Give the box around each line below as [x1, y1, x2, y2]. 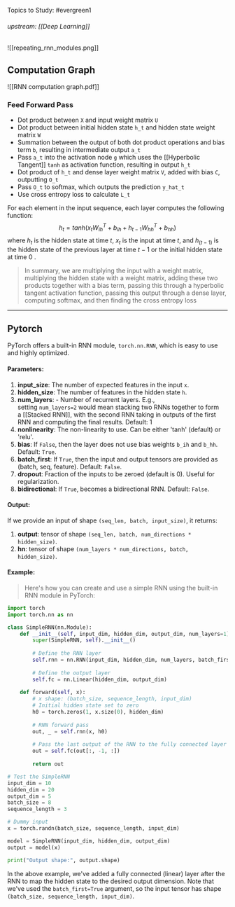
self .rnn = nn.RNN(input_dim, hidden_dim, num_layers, [32, 656, 196, 664]
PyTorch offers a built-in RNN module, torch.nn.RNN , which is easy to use [7, 341, 218, 349]
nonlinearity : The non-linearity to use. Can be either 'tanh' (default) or [17, 425, 221, 434]
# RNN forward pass [32, 721, 90, 728]
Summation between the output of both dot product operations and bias [17, 138, 225, 146]
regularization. [17, 477, 59, 485]
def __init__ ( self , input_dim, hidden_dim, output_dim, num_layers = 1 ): [20, 630, 233, 637]
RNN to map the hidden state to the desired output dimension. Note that [7, 877, 215, 885]
